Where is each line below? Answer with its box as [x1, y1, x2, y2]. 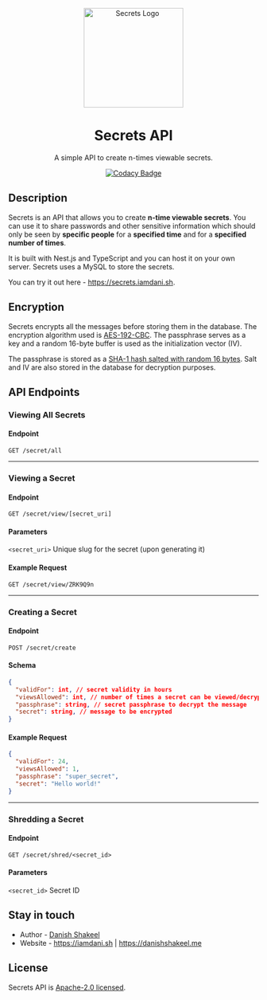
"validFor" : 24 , [15, 758, 69, 766]
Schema [8, 661, 37, 670]
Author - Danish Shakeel [19, 929, 101, 939]
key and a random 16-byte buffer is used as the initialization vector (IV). [8, 339, 242, 348]
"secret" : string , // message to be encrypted [15, 708, 172, 716]
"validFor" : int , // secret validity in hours [15, 685, 172, 693]
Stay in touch [8, 908, 75, 922]
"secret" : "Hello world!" [15, 779, 102, 788]
